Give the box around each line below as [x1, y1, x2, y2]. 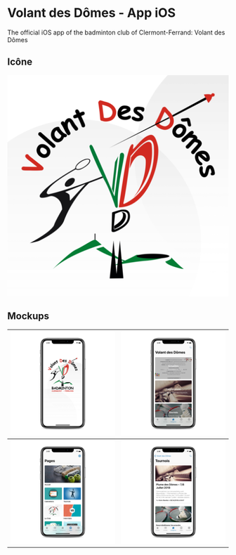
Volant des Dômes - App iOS [7, 5, 176, 21]
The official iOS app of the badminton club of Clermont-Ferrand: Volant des [7, 28, 225, 37]
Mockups [7, 311, 50, 322]
